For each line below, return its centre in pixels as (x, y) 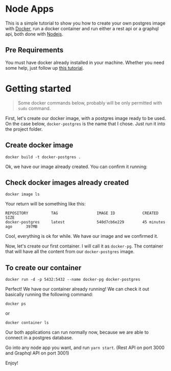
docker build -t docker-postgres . (43, 157)
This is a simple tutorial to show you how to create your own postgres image (86, 23)
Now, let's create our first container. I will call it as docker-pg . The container (84, 246)
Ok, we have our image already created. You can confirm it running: (77, 167)
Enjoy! (12, 363)
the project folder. (24, 129)
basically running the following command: (49, 295)
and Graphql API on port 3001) (37, 353)
